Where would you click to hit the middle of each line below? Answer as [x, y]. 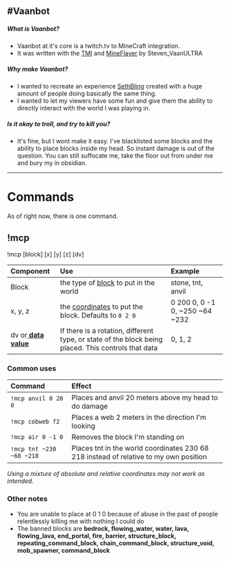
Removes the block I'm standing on [128, 437]
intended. [21, 481]
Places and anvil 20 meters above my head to [145, 398]
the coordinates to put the [102, 307]
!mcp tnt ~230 [34, 449]
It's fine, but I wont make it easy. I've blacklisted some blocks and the [115, 141]
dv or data [27, 335]
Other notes [27, 499]
